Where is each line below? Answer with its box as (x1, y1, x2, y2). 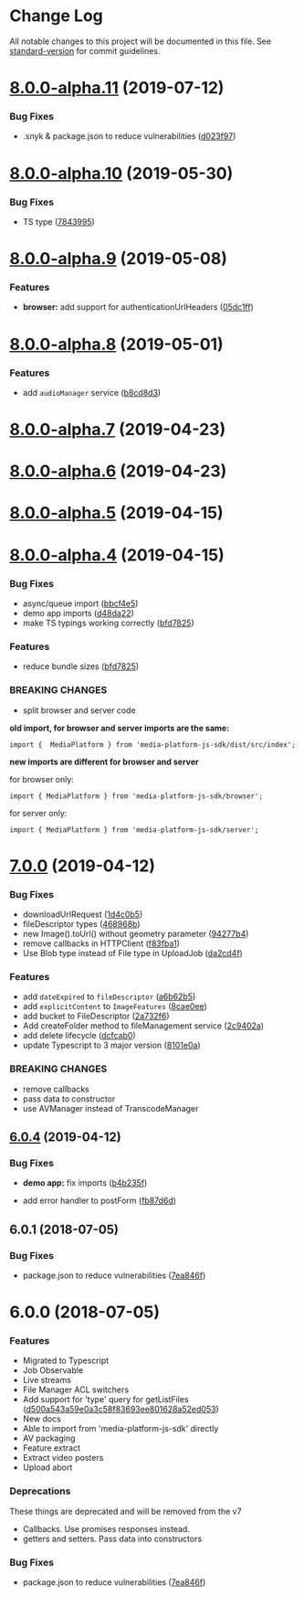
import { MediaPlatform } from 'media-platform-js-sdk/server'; (9, 825, 259, 835)
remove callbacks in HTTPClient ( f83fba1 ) (22, 938, 181, 949)
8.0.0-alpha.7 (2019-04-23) (9, 420, 226, 440)
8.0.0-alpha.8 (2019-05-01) (9, 334, 224, 355)
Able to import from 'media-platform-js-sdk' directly (22, 1423, 219, 1434)
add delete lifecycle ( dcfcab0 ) (22, 1030, 136, 1041)
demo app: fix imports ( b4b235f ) (22, 1177, 148, 1188)
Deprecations (9, 1485, 71, 1497)
